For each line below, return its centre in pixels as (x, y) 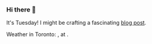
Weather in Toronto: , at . (38, 34)
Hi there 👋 (21, 10)
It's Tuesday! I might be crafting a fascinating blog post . (76, 23)
